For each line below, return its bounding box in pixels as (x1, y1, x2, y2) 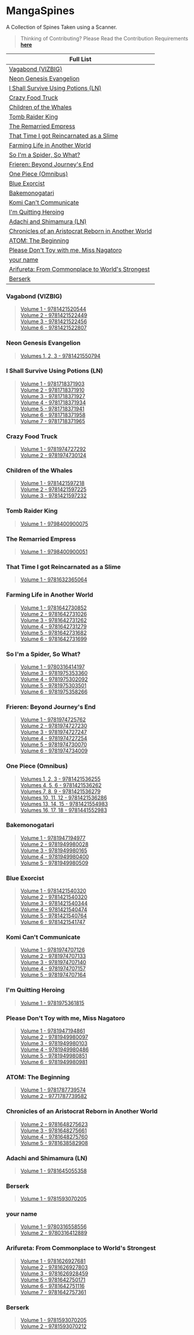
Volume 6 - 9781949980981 (20, 1058, 88, 1065)
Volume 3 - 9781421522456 (20, 318, 88, 325)
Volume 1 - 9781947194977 (20, 834, 86, 841)
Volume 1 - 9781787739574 (20, 1086, 86, 1093)
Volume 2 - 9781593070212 (20, 1323, 87, 1330)
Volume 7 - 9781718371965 (20, 418, 86, 425)
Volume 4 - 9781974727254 (20, 735, 88, 742)
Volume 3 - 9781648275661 (20, 1127, 87, 1134)
